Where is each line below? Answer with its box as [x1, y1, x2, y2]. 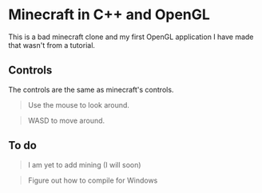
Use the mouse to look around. [27, 100, 130, 109]
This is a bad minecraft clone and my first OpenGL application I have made [8, 32, 254, 41]
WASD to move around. [27, 116, 105, 125]
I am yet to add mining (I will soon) [27, 160, 141, 169]
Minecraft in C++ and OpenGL [8, 6, 210, 24]
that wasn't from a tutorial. [8, 40, 96, 49]
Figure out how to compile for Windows [27, 175, 158, 185]
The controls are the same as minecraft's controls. [8, 85, 174, 94]
